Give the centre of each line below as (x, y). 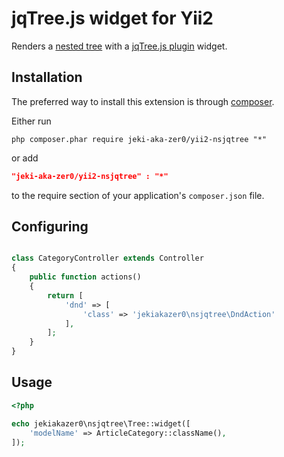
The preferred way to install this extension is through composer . (143, 101)
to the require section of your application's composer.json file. (138, 195)
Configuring (50, 227)
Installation (47, 77)
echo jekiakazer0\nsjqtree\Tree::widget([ (101, 423)
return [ (65, 295)
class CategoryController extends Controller (107, 258)
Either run (31, 121)
